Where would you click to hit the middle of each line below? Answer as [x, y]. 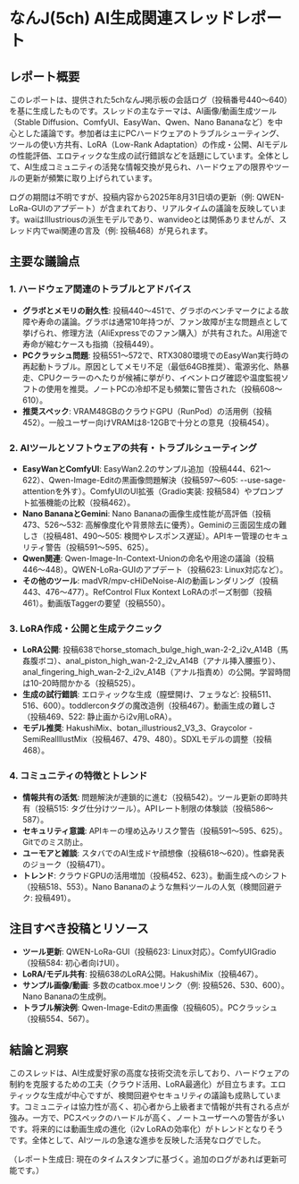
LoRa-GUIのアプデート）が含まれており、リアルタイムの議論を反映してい [144, 208]
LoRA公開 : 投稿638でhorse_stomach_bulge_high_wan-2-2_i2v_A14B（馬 [155, 650]
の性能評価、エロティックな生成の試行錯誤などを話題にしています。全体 [141, 156]
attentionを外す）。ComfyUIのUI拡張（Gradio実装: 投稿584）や [137, 491]
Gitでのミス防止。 [55, 841]
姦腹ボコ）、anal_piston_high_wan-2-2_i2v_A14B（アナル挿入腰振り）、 [151, 661]
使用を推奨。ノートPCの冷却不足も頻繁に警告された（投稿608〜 [164, 388]
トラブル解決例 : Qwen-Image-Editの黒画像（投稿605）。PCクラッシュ [150, 1008]
